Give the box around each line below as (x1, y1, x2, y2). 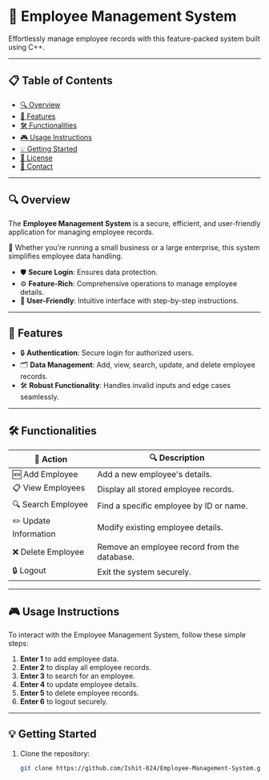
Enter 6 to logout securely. (19, 697, 108, 706)
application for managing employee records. (8, 227, 155, 236)
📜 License (19, 152, 54, 163)
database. (97, 552, 134, 563)
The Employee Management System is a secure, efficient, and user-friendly (8, 218, 261, 228)
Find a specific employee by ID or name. (97, 500, 248, 511)
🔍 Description (149, 452, 205, 463)
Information (12, 528, 56, 540)
